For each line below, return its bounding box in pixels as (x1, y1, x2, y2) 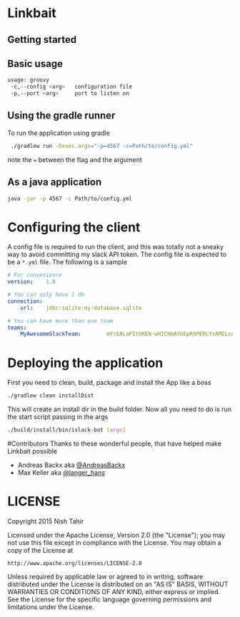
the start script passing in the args (7, 413, 109, 421)
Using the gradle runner (7, 109, 116, 122)
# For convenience (7, 271, 62, 279)
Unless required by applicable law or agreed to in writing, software (7, 572, 204, 581)
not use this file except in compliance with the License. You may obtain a (7, 538, 221, 547)
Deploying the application (7, 355, 164, 371)
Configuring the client (7, 219, 141, 235)
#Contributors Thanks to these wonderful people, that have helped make (7, 439, 221, 448)
